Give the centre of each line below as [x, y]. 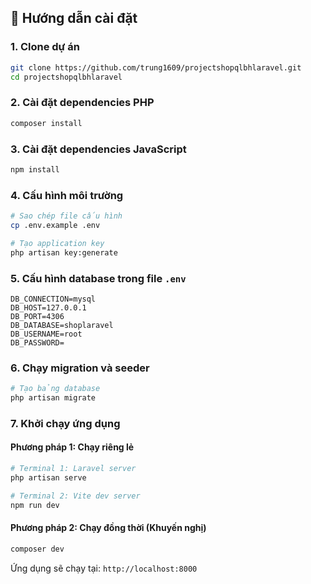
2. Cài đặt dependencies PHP [82, 103]
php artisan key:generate [64, 252]
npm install [35, 169]
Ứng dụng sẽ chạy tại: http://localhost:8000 [104, 568]
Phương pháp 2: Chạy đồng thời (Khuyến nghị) [108, 528]
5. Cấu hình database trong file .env [98, 278]
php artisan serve [48, 477]
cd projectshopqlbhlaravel [66, 77]
